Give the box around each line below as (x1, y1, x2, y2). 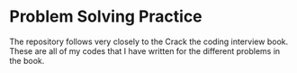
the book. (9, 55, 45, 66)
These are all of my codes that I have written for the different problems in (9, 45, 281, 56)
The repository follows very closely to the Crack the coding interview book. (9, 36, 289, 47)
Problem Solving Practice (9, 6, 202, 27)
